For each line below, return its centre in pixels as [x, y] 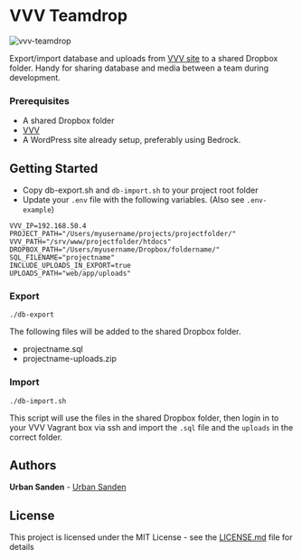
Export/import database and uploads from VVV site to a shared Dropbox [144, 58]
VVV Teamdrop [69, 16]
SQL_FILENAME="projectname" [62, 258]
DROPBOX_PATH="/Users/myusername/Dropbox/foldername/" [115, 250]
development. [35, 77]
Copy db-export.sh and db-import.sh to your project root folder [140, 190]
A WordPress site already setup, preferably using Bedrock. [132, 140]
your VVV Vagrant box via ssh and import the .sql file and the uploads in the [151, 427]
